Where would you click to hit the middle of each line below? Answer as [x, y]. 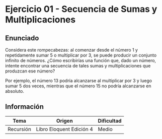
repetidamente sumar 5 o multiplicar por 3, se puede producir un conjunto [81, 55]
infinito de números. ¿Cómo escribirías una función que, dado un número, [81, 60]
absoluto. [15, 91]
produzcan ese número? [30, 71]
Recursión [19, 129]
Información [24, 107]
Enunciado [22, 38]
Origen [65, 121]
